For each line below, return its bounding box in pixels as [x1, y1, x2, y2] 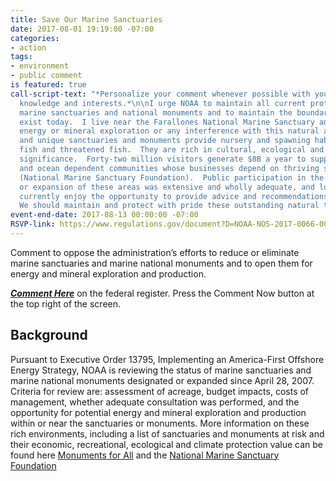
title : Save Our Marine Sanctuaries [10, 14, 163, 25]
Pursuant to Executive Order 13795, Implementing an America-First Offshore [10, 353, 325, 365]
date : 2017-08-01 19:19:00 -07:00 [10, 24, 155, 34]
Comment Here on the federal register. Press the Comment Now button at [10, 287, 315, 299]
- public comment [10, 71, 83, 81]
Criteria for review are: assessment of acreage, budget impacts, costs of [10, 385, 310, 397]
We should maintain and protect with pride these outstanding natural [19, 201, 320, 211]
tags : [10, 52, 33, 62]
